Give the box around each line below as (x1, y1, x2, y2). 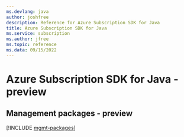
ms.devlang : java (6, 8, 49, 15)
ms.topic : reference (6, 42, 57, 48)
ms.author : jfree (6, 36, 49, 42)
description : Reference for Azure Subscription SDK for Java (6, 19, 160, 25)
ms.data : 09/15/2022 (6, 47, 57, 53)
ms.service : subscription (6, 31, 70, 37)
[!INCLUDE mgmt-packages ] (6, 124, 76, 131)
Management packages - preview (6, 109, 133, 119)
